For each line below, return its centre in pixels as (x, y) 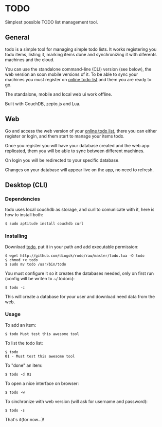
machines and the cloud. (30, 60)
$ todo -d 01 (18, 374)
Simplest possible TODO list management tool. (52, 22)
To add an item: (21, 325)
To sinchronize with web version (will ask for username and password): (76, 401)
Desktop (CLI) (26, 185)
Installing (16, 236)
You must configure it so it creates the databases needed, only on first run (80, 273)
